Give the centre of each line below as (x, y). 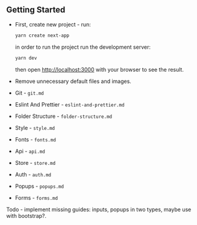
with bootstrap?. (27, 215)
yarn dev (26, 58)
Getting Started (36, 10)
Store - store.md (35, 162)
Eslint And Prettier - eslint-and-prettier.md (70, 104)
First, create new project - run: (53, 24)
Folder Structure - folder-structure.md (64, 116)
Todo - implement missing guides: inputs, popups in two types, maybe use (99, 209)
